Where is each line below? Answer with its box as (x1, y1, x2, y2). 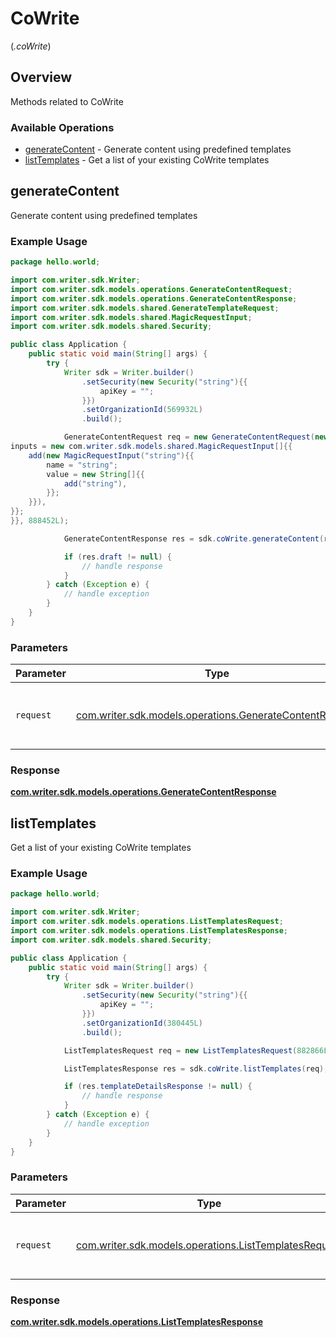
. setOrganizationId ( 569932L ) (81, 405, 203, 415)
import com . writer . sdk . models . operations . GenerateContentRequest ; (10, 284, 293, 294)
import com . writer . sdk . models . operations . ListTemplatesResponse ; (10, 926, 288, 936)
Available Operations (10, 120, 115, 134)
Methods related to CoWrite (10, 95, 124, 107)
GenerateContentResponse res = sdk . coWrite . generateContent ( (63, 533, 325, 544)
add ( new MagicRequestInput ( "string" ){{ (28, 450, 195, 461)
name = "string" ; (46, 460, 118, 470)
